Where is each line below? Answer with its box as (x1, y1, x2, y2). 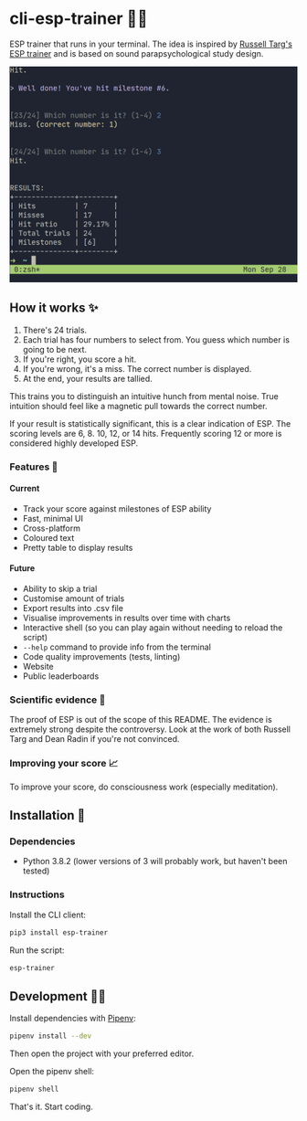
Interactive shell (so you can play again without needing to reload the (22, 622, 283, 633)
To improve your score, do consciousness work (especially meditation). (9, 781, 279, 792)
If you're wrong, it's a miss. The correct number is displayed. (22, 363, 252, 374)
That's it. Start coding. (9, 1101, 93, 1112)
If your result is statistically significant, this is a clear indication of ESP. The (9, 418, 291, 428)
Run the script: (9, 945, 65, 956)
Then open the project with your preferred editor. (9, 1048, 195, 1059)
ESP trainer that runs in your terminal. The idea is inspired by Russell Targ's (9, 38, 292, 49)
